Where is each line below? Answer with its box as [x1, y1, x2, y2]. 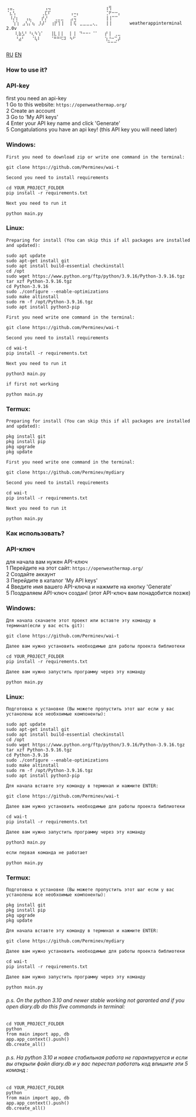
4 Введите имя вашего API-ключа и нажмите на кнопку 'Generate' [6, 583, 172, 590]
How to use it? [6, 66, 48, 74]
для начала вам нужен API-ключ [6, 558, 88, 566]
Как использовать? [6, 529, 65, 537]
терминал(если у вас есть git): [6, 622, 85, 628]
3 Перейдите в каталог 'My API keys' [6, 577, 98, 584]
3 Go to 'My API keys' [6, 114, 59, 121]
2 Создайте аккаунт [6, 571, 56, 578]
